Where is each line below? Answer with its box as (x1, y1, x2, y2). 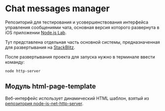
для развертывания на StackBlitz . (5, 44, 75, 50)
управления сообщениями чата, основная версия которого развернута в (5, 24, 160, 30)
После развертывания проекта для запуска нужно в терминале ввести (5, 54, 155, 59)
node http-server (5, 68, 41, 74)
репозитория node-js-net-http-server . (5, 100, 84, 106)
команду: (5, 59, 25, 65)
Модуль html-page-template (5, 82, 96, 91)
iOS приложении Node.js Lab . (5, 29, 66, 35)
